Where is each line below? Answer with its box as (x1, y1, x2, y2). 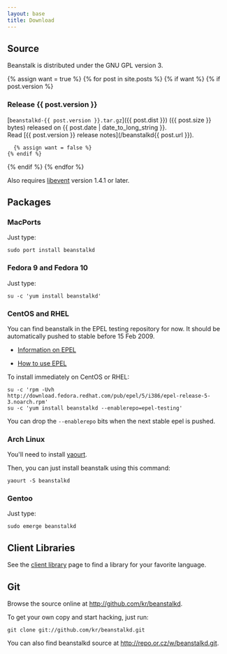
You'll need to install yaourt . (7, 450, 87, 459)
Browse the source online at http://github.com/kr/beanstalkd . (7, 599, 183, 608)
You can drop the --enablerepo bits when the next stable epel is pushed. (7, 417, 216, 425)
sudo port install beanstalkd (7, 246, 96, 254)
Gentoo (7, 494, 34, 503)
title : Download (7, 17, 54, 24)
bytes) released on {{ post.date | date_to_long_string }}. (7, 123, 167, 132)
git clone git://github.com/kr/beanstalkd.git (7, 627, 145, 634)
